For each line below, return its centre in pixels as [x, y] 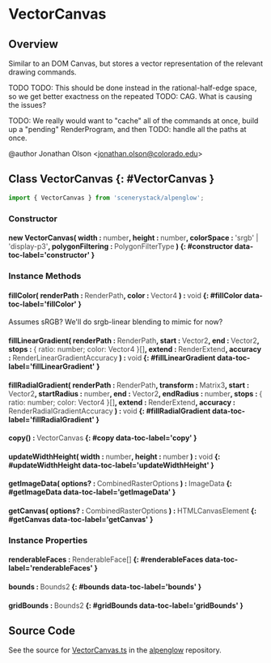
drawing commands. [42, 72]
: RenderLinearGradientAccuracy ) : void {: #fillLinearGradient [112, 357]
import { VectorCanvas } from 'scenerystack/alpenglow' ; [106, 198]
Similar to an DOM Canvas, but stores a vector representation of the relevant [135, 63]
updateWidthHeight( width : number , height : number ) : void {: [114, 456]
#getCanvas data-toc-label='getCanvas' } [81, 519]
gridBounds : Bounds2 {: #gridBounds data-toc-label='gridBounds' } [126, 605]
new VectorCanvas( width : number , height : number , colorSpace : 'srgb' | [133, 238]
